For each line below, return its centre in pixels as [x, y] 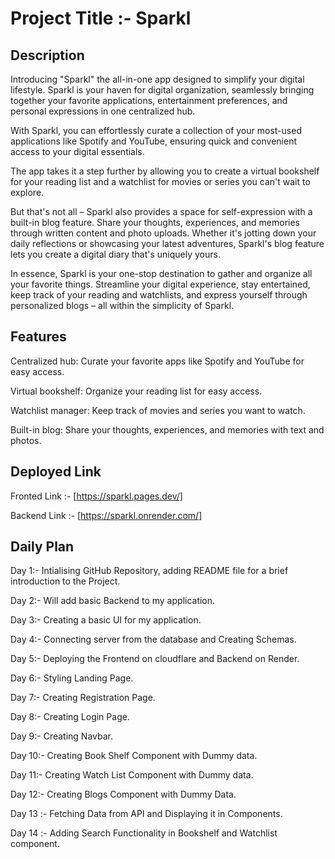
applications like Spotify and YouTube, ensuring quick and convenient [154, 141]
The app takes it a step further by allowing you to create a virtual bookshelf [165, 171]
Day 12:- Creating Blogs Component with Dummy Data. [123, 794]
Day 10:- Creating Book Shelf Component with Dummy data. [134, 756]
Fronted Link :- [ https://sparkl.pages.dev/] [96, 496]
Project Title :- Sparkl [101, 18]
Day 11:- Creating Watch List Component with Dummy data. [132, 775]
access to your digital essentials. [77, 151]
